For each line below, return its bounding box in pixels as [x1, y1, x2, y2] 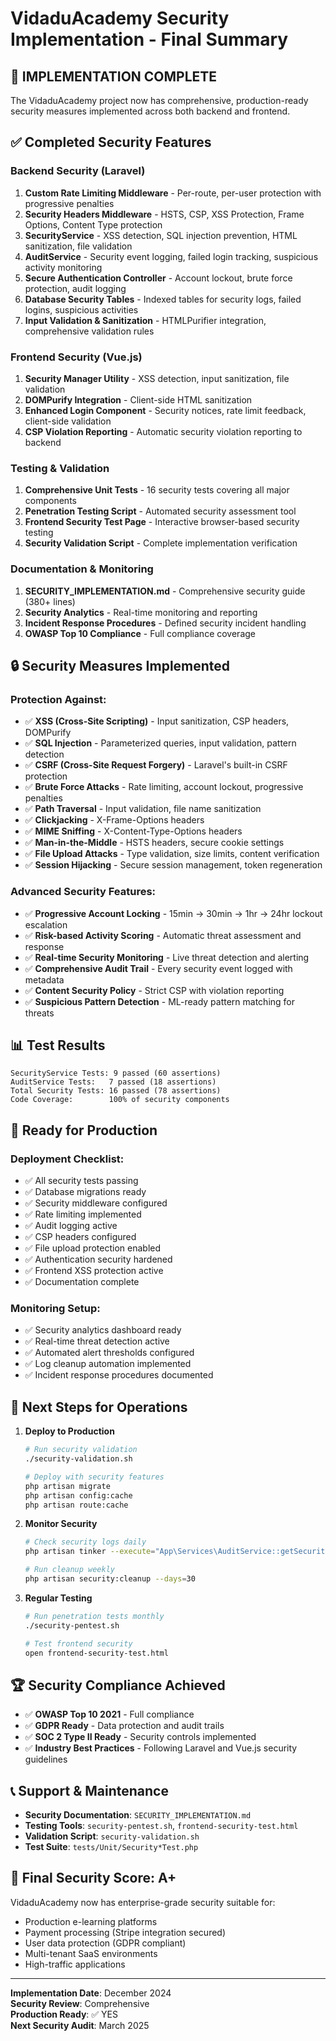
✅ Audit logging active [24, 1220, 118, 1232]
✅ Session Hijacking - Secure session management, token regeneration [24, 859, 323, 871]
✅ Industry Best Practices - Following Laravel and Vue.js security [24, 1742, 298, 1754]
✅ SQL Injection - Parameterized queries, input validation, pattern [24, 737, 297, 749]
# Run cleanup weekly [24, 1565, 115, 1575]
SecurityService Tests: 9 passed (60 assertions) [10, 1068, 222, 1079]
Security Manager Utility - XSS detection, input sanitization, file [24, 372, 290, 384]
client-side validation [24, 415, 112, 427]
